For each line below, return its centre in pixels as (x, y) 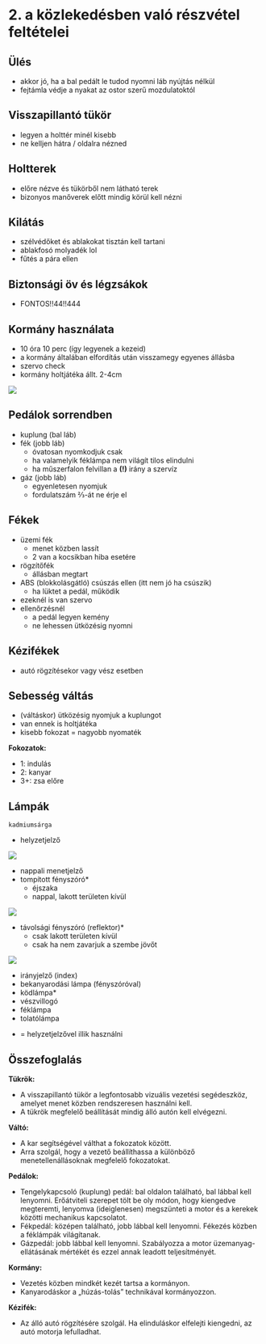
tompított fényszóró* (54, 880)
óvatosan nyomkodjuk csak (77, 451)
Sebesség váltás (51, 696)
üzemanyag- (234, 1243)
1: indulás (35, 764)
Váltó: (19, 1127)
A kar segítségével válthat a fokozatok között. (96, 1143)
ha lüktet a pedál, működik (76, 591)
